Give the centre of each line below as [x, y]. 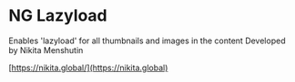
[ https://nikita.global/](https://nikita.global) [88, 68]
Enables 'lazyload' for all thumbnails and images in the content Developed [147, 41]
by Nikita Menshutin [46, 50]
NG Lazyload [58, 16]
